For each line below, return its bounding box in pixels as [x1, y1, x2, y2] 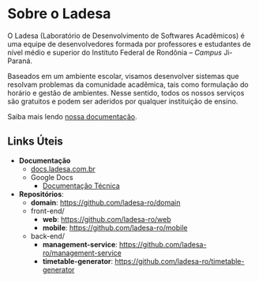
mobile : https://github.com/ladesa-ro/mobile [42, 223, 188, 232]
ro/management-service [42, 248, 122, 258]
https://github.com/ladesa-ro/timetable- [114, 256, 245, 265]
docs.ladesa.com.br [30, 164, 96, 174]
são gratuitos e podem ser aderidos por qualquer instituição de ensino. [7, 96, 238, 106]
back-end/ [30, 231, 65, 241]
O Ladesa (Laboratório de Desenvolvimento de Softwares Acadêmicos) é [7, 31, 246, 40]
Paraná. [7, 56, 33, 66]
